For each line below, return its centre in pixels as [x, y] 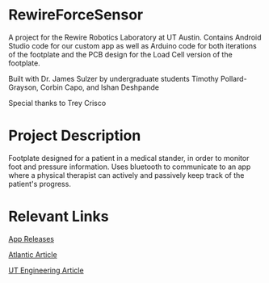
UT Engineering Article [46, 270]
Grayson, [23, 87]
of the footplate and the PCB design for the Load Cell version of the [120, 54]
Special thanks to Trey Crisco [57, 103]
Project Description [75, 136]
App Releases [32, 239]
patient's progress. [40, 184]
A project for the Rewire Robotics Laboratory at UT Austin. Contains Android [135, 37]
